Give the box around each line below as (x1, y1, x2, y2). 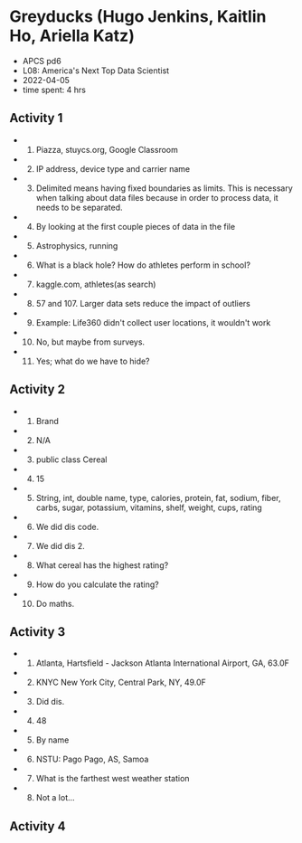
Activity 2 (9, 382, 66, 397)
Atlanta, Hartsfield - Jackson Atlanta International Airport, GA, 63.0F (35, 658, 289, 668)
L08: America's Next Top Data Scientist (22, 65, 170, 76)
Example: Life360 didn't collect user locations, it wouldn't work (35, 317, 271, 327)
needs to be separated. (35, 202, 124, 213)
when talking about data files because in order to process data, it (35, 192, 278, 203)
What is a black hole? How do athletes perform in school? (35, 260, 251, 270)
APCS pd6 (22, 55, 61, 66)
